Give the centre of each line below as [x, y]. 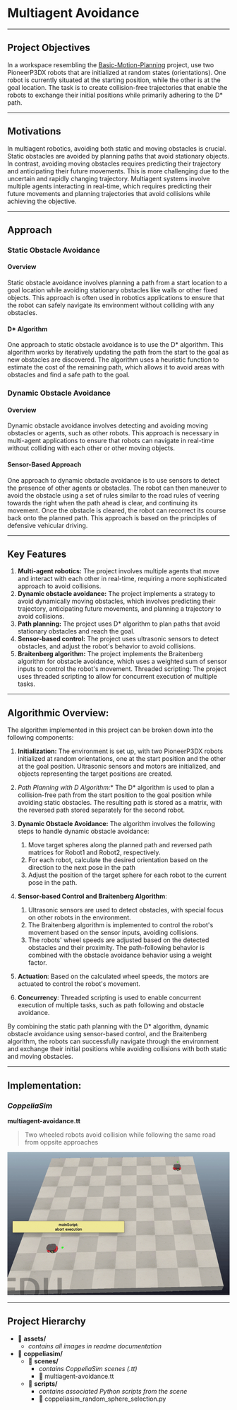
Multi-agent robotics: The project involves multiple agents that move [119, 571]
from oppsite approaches [61, 1142]
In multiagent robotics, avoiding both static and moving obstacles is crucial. [117, 148]
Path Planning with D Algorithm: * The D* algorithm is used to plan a [116, 788]
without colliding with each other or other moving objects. [91, 448]
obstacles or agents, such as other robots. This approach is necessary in [113, 433]
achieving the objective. [42, 201]
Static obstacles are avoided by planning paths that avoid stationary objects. [118, 156]
